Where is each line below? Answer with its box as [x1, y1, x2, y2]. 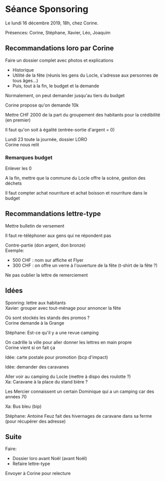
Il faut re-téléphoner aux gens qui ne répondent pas [5, 233, 111, 239]
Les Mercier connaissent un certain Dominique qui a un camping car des [5, 388, 155, 394]
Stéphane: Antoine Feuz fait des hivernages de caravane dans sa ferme [5, 413, 152, 419]
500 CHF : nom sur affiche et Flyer [12, 257, 84, 263]
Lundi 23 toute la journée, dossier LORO [5, 136, 87, 142]
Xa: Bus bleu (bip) [5, 403, 42, 409]
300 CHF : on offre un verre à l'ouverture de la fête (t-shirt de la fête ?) [12, 262, 158, 268]
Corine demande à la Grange [5, 320, 65, 326]
